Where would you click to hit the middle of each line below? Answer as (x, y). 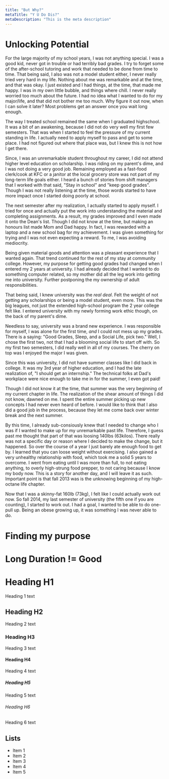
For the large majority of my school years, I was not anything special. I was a (84, 58)
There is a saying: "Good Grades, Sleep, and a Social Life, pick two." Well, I (83, 337)
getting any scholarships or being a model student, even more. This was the (84, 300)
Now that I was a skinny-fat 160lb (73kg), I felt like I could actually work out (83, 494)
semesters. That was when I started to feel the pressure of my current (78, 132)
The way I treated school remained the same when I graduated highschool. (83, 122)
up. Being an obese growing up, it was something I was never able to (85, 510)
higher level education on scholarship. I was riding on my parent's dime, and (84, 164)
